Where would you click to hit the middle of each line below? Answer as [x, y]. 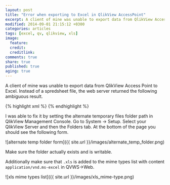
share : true [18, 62]
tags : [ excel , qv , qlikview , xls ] [42, 33]
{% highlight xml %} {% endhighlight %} [47, 106]
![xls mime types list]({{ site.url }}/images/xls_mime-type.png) [70, 177]
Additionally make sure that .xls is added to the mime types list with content [85, 162]
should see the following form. [37, 132]
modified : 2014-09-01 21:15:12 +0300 [45, 24]
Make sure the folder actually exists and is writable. [59, 152]
